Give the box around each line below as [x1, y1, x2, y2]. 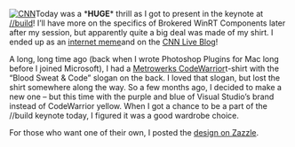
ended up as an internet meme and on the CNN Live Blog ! [9, 36, 219, 47]
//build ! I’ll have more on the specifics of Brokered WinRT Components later [9, 18, 286, 28]
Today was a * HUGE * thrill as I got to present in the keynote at [35, 9, 264, 19]
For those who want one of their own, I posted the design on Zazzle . [9, 128, 259, 137]
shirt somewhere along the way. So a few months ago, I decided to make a [9, 82, 283, 92]
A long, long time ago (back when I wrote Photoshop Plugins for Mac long [9, 54, 280, 64]
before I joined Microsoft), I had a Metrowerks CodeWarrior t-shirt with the [9, 63, 280, 73]
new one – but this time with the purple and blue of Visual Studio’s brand [9, 91, 275, 102]
